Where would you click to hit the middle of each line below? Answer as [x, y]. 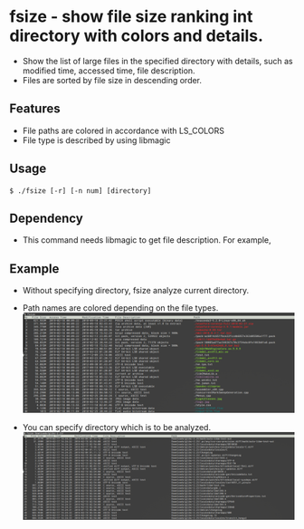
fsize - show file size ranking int [131, 17]
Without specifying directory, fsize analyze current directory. [136, 291]
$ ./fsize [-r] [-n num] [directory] [81, 191]
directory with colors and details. [137, 36]
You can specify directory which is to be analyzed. [116, 428]
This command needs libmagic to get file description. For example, [147, 240]
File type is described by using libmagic [96, 140]
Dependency [46, 218]
